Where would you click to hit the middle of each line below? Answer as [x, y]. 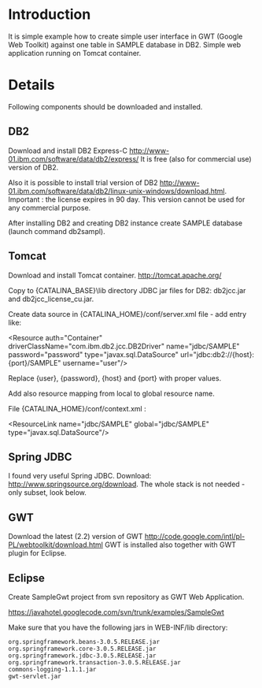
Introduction [50, 15]
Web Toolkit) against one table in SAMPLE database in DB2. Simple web [125, 44]
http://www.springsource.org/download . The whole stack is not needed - [127, 484]
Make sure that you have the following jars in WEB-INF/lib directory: [118, 627]
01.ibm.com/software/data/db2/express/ [74, 158]
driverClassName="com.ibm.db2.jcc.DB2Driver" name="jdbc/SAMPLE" [124, 346]
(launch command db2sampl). [57, 231]
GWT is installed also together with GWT [171, 545]
